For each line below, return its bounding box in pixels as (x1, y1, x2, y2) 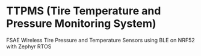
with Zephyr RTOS (6, 43, 52, 50)
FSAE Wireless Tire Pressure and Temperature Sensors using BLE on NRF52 (6, 36, 196, 43)
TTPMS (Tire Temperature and (6, 4, 161, 18)
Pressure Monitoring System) (6, 17, 156, 30)
